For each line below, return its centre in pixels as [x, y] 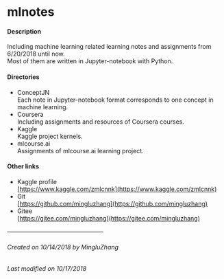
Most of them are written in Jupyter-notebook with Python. [90, 61]
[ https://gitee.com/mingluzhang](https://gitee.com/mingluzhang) [109, 218]
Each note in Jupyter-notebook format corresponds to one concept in [115, 100]
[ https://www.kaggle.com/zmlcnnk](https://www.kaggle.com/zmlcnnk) [117, 189]
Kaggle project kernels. [50, 136]
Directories [23, 77]
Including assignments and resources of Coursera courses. [101, 122]
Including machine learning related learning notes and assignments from [109, 47]
